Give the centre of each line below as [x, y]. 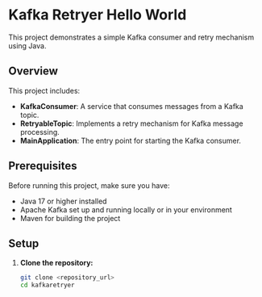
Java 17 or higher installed [63, 201]
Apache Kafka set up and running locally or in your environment [126, 209]
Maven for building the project [70, 218]
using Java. [27, 45]
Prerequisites [43, 166]
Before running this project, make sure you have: [89, 185]
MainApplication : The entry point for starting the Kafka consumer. [131, 140]
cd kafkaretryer [47, 285]
